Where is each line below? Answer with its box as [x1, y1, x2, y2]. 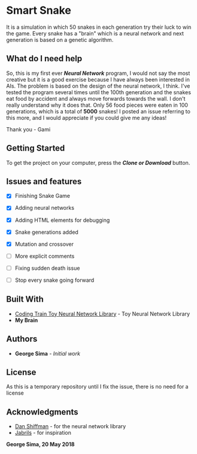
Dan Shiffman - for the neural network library [14, 423, 126, 430]
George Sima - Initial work [14, 350, 81, 357]
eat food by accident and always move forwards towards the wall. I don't [6, 95, 186, 102]
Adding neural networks [14, 205, 75, 212]
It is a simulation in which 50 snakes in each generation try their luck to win [6, 23, 192, 31]
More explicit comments [14, 252, 75, 260]
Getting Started [6, 143, 65, 154]
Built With [6, 294, 44, 305]
